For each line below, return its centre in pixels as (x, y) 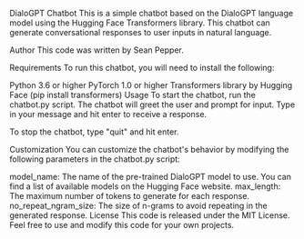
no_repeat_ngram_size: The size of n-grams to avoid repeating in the (138, 205)
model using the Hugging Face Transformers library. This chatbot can (140, 23)
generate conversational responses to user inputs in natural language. (141, 32)
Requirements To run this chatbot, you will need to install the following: (142, 68)
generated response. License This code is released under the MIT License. (150, 215)
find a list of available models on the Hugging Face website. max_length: (145, 186)
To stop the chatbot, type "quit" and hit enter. (94, 132)
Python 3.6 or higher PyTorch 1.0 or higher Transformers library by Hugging (151, 85)
